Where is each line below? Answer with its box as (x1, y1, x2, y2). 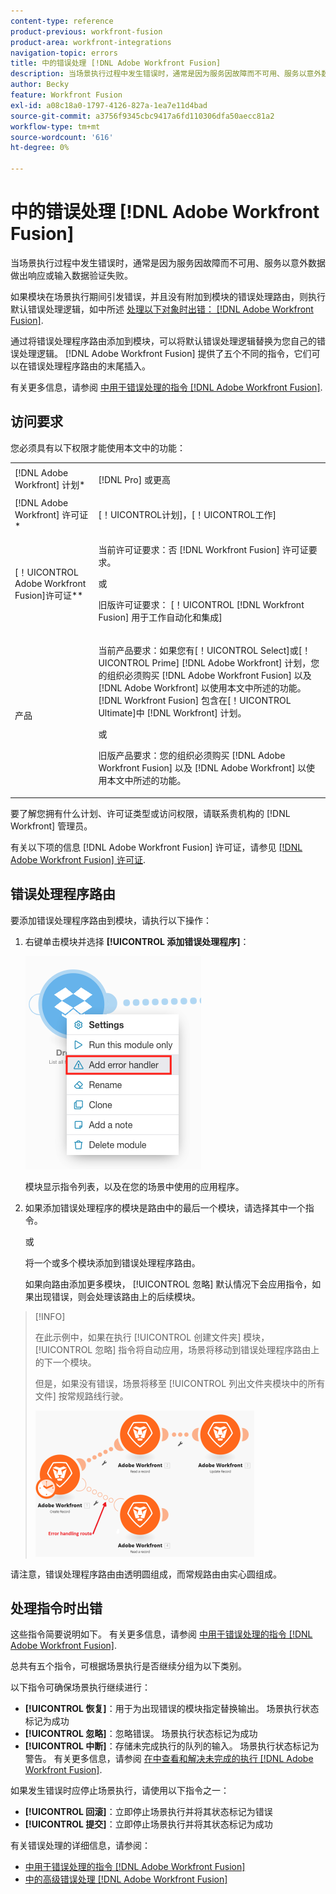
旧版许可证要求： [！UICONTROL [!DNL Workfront (98, 599, 305, 610)
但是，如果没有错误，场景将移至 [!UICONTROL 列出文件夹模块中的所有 (34, 1377, 326, 1389)
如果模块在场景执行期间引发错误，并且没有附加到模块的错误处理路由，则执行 (10, 290, 326, 302)
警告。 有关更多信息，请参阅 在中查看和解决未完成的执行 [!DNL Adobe (24, 1753, 314, 1765)
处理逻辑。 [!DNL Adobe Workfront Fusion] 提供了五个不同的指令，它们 (18, 347, 312, 359)
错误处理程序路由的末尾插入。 (27, 360, 151, 372)
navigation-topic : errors (10, 48, 118, 58)
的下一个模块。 (34, 1356, 97, 1368)
